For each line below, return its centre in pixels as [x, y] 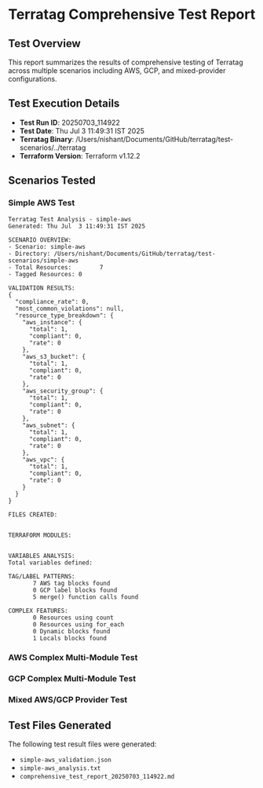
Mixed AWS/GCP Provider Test [68, 700]
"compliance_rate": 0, [52, 301]
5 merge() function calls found [86, 597]
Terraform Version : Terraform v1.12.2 [80, 155]
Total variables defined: [50, 563]
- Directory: [29, 254]
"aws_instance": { [52, 322]
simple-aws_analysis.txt [60, 768]
